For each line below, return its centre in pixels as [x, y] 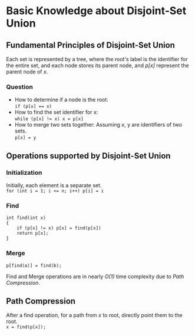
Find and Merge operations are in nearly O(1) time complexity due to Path [95, 276]
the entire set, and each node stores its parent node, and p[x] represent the [98, 65]
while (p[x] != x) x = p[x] [49, 119]
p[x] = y [25, 138]
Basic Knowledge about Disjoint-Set [96, 11]
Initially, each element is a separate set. [54, 185]
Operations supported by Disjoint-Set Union [88, 156]
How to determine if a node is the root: [62, 100]
